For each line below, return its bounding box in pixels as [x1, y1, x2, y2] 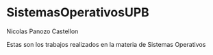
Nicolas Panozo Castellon [6, 27, 79, 35]
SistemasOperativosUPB [6, 5, 150, 20]
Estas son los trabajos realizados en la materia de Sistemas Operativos [6, 40, 206, 48]
